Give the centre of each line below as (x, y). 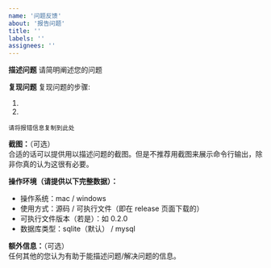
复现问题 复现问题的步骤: (49, 87)
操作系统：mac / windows (63, 199)
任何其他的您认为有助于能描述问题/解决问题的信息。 (95, 256)
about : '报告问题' (37, 23)
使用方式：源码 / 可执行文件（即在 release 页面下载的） (112, 209)
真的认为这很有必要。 (58, 164)
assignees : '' (32, 46)
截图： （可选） (31, 144)
